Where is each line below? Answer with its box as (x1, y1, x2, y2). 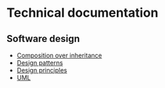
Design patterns (16, 59, 64, 67)
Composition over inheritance (16, 51, 102, 59)
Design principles (16, 66, 68, 74)
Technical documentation (6, 5, 159, 21)
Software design (6, 33, 80, 45)
